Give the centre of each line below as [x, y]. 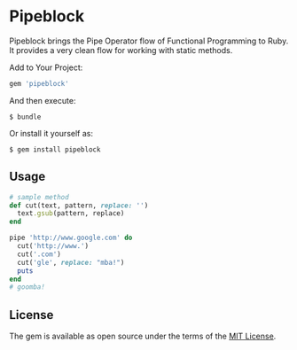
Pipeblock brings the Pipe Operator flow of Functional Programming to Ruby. [149, 41]
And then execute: [43, 100]
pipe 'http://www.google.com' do [71, 238]
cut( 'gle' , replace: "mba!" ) [71, 262]
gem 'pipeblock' [39, 83]
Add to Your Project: [46, 67]
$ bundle [25, 117]
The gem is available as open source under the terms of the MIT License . [143, 336]
